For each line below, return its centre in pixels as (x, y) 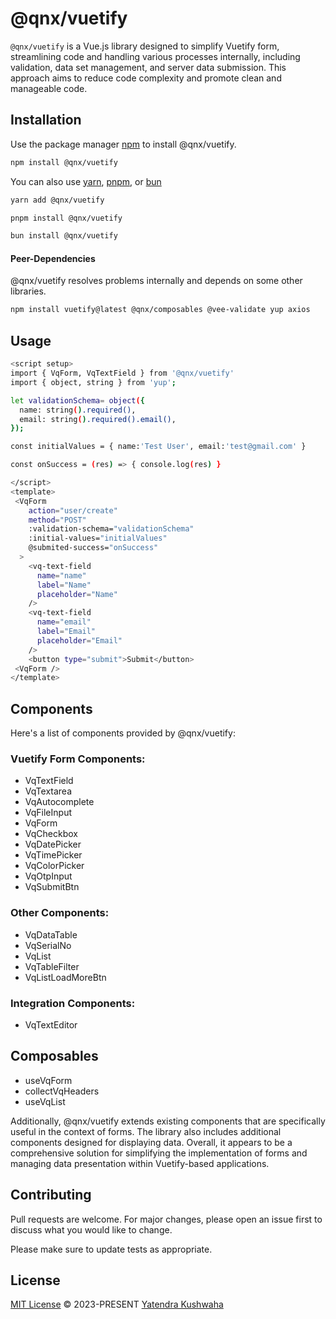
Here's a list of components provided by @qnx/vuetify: (123, 733)
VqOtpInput (48, 876)
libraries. (28, 291)
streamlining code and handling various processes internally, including (155, 56)
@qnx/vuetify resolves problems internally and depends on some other (156, 281)
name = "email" (64, 622)
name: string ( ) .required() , (78, 410)
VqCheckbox (51, 834)
